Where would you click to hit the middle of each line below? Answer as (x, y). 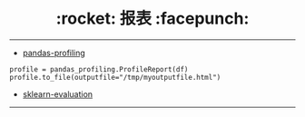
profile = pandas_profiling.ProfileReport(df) (99, 69)
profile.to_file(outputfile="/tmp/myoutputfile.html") (115, 77)
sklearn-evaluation (58, 94)
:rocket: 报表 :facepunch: (152, 19)
